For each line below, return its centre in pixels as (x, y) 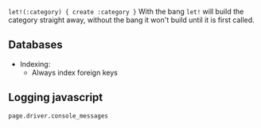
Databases (36, 45)
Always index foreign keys (74, 72)
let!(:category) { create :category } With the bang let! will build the (126, 12)
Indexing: (35, 64)
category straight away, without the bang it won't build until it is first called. (131, 20)
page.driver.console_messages (58, 116)
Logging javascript (56, 97)
